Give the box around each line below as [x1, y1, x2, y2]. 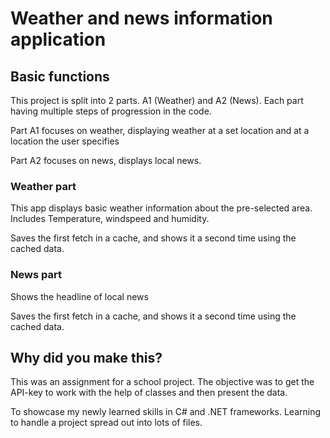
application [10, 28, 107, 51]
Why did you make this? [10, 349, 163, 366]
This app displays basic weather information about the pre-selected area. [10, 202, 313, 214]
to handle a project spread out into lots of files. [10, 417, 203, 429]
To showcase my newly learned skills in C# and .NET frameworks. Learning [10, 406, 322, 418]
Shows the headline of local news [10, 290, 149, 302]
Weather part [10, 179, 77, 193]
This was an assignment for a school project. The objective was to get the [10, 376, 315, 388]
